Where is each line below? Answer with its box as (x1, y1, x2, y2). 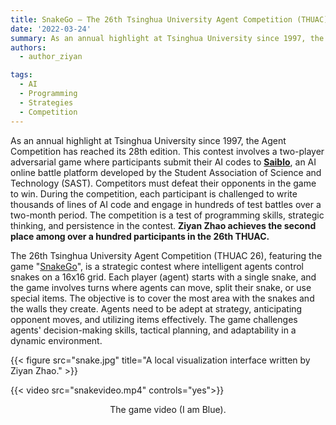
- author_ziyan (19, 52, 83, 62)
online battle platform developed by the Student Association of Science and (10, 166, 322, 178)
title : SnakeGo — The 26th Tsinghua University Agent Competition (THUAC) (10, 14, 329, 25)
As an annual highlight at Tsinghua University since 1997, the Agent (10, 134, 287, 146)
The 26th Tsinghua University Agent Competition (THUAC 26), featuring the (10, 249, 323, 261)
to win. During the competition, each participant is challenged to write (10, 187, 298, 200)
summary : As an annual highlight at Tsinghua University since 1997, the (10, 33, 325, 43)
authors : (10, 42, 47, 53)
